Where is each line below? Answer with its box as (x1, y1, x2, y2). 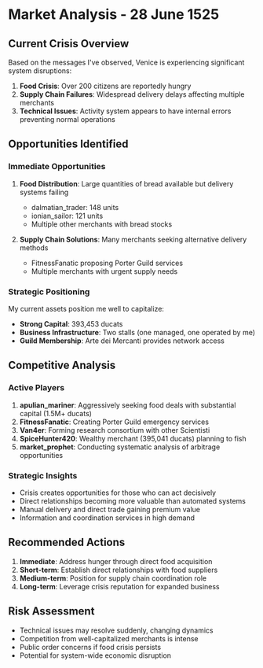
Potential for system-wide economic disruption (19, 651, 171, 660)
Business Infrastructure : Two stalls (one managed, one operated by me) (19, 327, 256, 337)
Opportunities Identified (8, 138, 129, 151)
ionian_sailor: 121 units (31, 211, 104, 220)
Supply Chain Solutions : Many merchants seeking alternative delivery (19, 234, 247, 244)
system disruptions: (8, 66, 72, 76)
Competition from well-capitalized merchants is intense (19, 633, 199, 643)
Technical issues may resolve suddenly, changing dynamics (19, 626, 214, 635)
